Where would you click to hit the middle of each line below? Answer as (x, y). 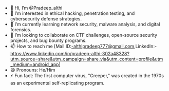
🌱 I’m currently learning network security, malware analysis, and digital (85, 24)
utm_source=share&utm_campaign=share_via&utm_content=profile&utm (87, 59)
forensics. (21, 30)
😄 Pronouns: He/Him (33, 70)
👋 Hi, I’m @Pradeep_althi (36, 8)
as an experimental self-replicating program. (57, 83)
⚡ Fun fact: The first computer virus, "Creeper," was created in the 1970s (87, 76)
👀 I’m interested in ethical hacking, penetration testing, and (72, 13)
